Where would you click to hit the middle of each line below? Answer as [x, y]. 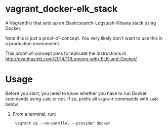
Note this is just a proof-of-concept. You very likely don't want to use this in [84, 38]
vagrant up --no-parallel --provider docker [62, 123]
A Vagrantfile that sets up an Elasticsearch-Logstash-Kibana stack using [81, 23]
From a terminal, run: [34, 114]
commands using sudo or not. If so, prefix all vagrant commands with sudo [82, 99]
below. [12, 104]
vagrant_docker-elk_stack [61, 9]
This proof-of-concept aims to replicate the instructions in [66, 53]
